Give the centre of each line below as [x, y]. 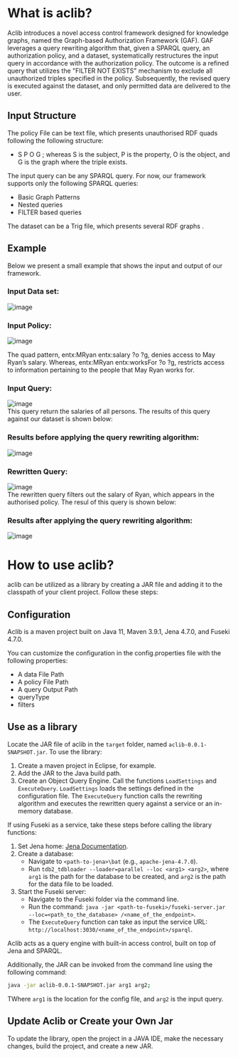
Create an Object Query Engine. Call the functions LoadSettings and [117, 781]
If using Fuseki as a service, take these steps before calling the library [109, 825]
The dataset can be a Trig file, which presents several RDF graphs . [106, 226]
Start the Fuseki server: [52, 891]
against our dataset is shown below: [60, 419]
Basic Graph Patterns [49, 197]
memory [30, 811]
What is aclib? [50, 13]
